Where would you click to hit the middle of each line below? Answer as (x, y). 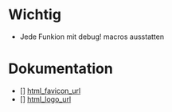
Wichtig (35, 15)
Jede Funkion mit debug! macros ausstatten (92, 37)
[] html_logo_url (45, 99)
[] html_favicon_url (50, 91)
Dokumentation (61, 69)
